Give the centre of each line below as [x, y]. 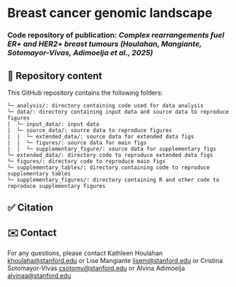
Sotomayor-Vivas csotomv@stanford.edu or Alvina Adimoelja [96, 268]
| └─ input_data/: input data [53, 124]
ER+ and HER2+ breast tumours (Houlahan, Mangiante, [105, 44]
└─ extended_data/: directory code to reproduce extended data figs [110, 155]
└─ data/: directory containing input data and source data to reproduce [118, 112]
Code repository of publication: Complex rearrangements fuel [116, 35]
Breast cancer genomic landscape [110, 13]
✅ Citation [30, 207]
